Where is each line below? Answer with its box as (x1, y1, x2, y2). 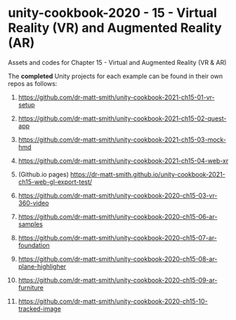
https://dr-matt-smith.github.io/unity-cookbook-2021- (70, 170, 225, 178)
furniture (18, 283, 44, 292)
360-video (18, 199, 49, 207)
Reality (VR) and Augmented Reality (8, 20, 222, 36)
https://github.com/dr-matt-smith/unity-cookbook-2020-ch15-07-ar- (18, 233, 217, 242)
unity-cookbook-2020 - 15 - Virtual (8, 5, 217, 21)
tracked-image (18, 304, 62, 313)
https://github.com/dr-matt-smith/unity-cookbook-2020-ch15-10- (18, 297, 208, 305)
